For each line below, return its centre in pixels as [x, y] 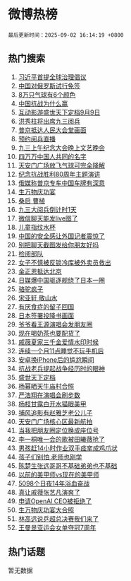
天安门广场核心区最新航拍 [55, 421]
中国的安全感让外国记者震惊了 [61, 236]
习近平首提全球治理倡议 [52, 77]
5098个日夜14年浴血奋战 [54, 483]
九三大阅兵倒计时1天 [47, 209]
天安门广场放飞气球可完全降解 [61, 165]
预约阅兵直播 [37, 139]
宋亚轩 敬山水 [38, 298]
